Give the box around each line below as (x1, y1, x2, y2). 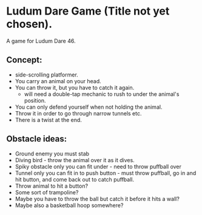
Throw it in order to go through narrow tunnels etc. (15, 109, 142, 117)
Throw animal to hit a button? (15, 182, 89, 189)
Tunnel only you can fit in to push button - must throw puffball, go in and (15, 169, 197, 177)
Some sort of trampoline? (15, 188, 79, 196)
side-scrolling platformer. (15, 71, 79, 78)
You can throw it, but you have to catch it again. (15, 84, 135, 91)
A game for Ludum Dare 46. (6, 37, 76, 44)
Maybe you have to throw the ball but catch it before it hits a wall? (15, 195, 180, 202)
